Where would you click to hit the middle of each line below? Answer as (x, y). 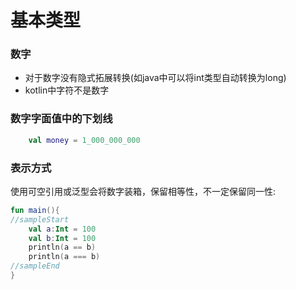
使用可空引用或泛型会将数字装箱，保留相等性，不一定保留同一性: (143, 191)
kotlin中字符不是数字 (67, 90)
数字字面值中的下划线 (61, 119)
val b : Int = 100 (62, 238)
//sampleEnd (35, 266)
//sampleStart (40, 219)
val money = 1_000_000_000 (84, 140)
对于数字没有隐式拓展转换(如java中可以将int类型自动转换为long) (155, 78)
